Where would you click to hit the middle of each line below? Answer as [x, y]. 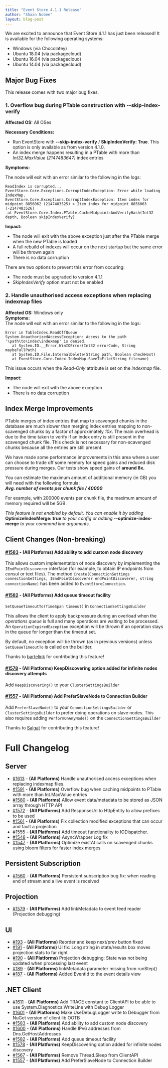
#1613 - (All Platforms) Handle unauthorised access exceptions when [84, 779]
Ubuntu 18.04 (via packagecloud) [47, 54]
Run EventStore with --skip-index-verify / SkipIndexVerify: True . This [86, 142]
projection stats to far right [40, 953]
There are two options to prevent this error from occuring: [65, 267]
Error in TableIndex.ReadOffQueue [41, 332]
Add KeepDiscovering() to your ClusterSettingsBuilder [62, 685]
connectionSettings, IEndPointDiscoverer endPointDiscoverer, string [79, 579]
